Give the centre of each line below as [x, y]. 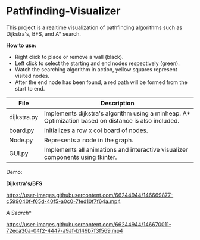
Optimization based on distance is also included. [112, 120]
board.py [22, 130]
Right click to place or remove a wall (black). [69, 57]
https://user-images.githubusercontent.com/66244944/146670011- [89, 224]
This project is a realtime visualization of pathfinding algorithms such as [94, 27]
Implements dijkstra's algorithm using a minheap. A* [117, 113]
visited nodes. [32, 76]
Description [118, 103]
